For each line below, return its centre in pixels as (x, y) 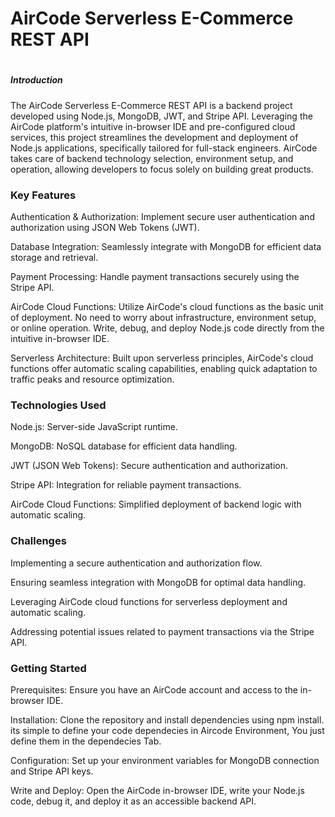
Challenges (38, 541)
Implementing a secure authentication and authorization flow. (136, 563)
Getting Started (48, 668)
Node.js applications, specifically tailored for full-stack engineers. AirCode (164, 148)
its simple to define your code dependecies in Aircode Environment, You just (167, 730)
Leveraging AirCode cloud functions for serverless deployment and (149, 601)
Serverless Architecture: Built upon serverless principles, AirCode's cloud (162, 358)
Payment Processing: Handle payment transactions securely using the (155, 277)
